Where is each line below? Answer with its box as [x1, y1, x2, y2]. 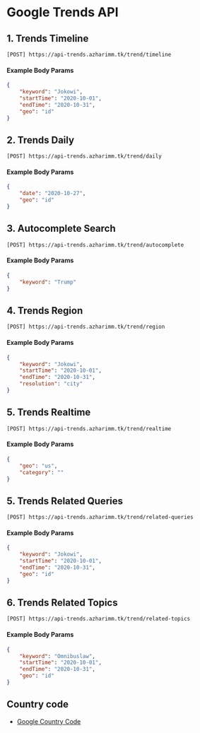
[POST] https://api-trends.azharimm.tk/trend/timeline [6, 51, 172, 58]
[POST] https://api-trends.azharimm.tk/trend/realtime [6, 425, 172, 432]
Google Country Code [16, 717, 81, 725]
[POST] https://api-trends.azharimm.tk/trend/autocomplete [6, 241, 184, 248]
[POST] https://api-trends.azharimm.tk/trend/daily [6, 153, 162, 160]
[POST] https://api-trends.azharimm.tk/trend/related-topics [6, 616, 191, 623]
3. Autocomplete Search [6, 223, 116, 235]
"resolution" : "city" [19, 380, 83, 387]
